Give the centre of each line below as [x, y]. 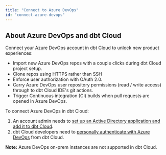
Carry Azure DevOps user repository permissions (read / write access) [87, 85]
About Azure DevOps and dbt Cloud [63, 36]
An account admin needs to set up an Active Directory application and [86, 121]
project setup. [27, 69]
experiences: [19, 53]
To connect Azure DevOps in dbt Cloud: [47, 111]
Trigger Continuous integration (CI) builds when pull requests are [81, 96]
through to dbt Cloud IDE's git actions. [53, 91]
